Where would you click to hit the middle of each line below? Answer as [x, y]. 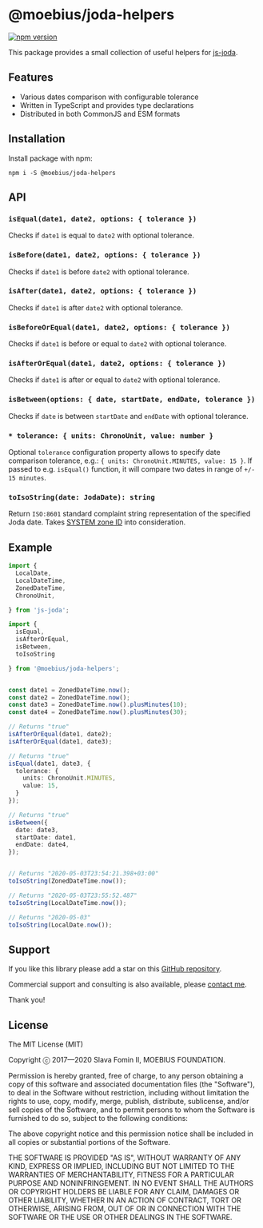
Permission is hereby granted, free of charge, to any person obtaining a [126, 1076]
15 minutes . [27, 478]
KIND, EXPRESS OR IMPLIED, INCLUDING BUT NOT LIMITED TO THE [122, 1166]
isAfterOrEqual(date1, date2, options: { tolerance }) [117, 364]
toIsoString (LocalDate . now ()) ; [60, 925]
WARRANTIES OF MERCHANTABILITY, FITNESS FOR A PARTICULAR [121, 1175]
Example [30, 547]
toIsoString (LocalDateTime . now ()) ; [68, 903]
